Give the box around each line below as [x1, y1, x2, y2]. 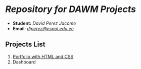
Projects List [5, 40, 45, 49]
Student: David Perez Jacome [12, 20, 76, 26]
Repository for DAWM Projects [5, 4, 136, 15]
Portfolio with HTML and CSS [12, 53, 74, 59]
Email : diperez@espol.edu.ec [12, 25, 74, 31]
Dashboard [12, 59, 36, 65]
